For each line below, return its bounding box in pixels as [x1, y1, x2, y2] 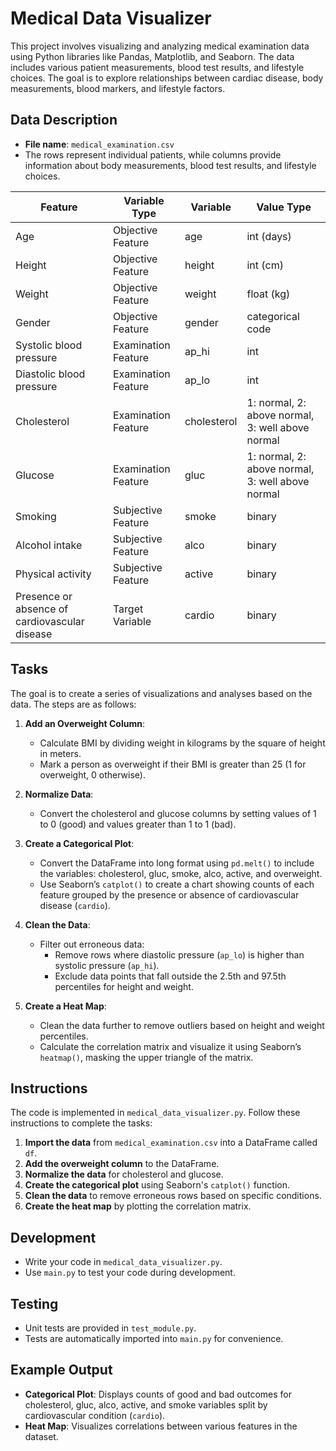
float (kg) [246, 287, 291, 301]
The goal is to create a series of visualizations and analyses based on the [10, 687, 313, 699]
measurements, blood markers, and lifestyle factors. [10, 82, 226, 94]
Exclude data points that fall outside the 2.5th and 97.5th [54, 970, 287, 982]
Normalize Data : [24, 788, 94, 800]
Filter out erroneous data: [39, 938, 145, 950]
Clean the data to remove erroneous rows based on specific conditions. [24, 1190, 322, 1202]
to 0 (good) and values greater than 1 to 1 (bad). [39, 818, 237, 830]
